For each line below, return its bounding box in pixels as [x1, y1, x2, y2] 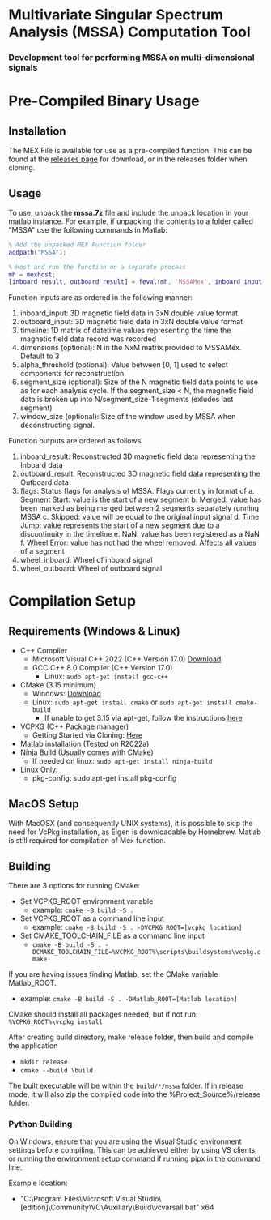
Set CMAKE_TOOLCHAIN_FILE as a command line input [19, 931, 205, 940]
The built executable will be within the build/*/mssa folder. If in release [8, 1081, 244, 1090]
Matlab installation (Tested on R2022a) [19, 739, 150, 749]
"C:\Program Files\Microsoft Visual [19, 1194, 136, 1204]
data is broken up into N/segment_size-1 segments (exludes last [19, 395, 234, 405]
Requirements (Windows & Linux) [8, 624, 180, 638]
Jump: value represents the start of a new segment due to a [19, 520, 220, 530]
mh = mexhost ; [8, 270, 57, 279]
